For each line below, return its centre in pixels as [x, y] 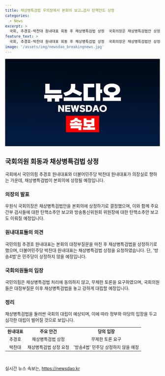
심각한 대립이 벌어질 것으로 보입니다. [40, 320]
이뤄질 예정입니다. [27, 218]
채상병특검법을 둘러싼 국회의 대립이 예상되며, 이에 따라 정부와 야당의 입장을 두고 [81, 314]
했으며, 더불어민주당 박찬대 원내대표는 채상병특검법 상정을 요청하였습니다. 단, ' [80, 250]
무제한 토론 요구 [106, 339]
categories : [17, 16]
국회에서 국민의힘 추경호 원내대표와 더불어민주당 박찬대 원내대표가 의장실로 [77, 174]
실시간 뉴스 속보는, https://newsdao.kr [42, 368]
